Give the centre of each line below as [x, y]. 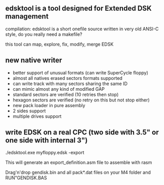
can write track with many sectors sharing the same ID [70, 84]
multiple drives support [37, 116]
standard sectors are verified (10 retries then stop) [66, 94]
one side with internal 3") [46, 140]
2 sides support [29, 111]
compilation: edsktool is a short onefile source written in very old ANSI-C [82, 29]
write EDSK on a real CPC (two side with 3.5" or [82, 132]
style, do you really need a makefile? [44, 34]
